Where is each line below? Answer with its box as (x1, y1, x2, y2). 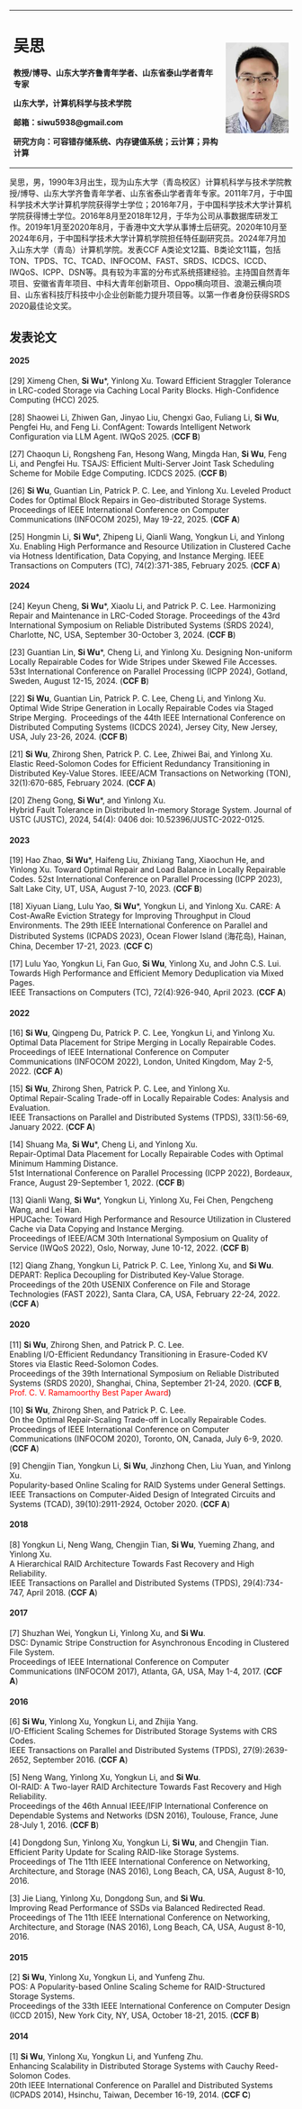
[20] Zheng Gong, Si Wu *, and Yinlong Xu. (9, 795, 166, 805)
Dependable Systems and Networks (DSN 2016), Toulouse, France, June (9, 1810, 279, 1821)
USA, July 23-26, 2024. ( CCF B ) (9, 731, 129, 741)
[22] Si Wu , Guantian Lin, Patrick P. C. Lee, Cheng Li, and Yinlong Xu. (9, 693, 267, 704)
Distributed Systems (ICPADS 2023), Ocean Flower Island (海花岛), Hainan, (9, 931, 287, 941)
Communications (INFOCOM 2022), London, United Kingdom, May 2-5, (9, 1056, 274, 1068)
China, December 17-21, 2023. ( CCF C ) (9, 941, 154, 951)
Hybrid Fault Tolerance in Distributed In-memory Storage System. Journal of (9, 804, 292, 815)
